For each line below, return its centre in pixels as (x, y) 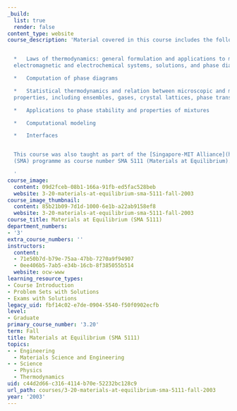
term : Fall (23, 331)
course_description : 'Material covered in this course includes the (110, 40)
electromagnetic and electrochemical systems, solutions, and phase (116, 66)
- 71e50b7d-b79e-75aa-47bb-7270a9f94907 (74, 259)
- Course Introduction (41, 285)
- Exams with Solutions (42, 298)
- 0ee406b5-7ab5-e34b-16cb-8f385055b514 (74, 266)
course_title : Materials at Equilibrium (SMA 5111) (85, 220)
